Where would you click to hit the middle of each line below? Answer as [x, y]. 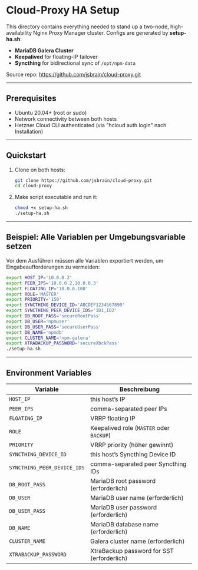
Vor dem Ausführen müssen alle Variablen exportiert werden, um [85, 260]
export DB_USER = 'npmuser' [38, 322]
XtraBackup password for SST [132, 551]
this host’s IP [108, 399]
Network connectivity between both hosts [65, 119]
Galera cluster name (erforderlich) [138, 541]
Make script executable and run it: [56, 197]
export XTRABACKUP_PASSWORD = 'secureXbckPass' [63, 343]
